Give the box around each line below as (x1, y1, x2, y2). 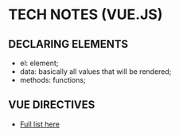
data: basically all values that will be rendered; (19, 67, 172, 76)
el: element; (19, 58, 59, 68)
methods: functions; (19, 76, 86, 84)
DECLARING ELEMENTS (8, 37, 129, 51)
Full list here (19, 119, 60, 129)
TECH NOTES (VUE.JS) (8, 6, 163, 24)
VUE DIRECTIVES (8, 98, 95, 112)
